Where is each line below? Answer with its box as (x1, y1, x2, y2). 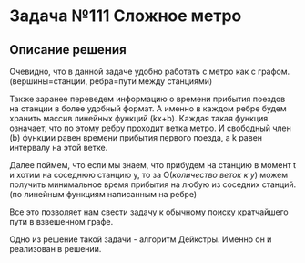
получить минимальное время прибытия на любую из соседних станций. (9, 179, 297, 190)
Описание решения (9, 42, 127, 58)
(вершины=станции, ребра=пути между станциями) (9, 76, 213, 87)
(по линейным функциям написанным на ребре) (9, 189, 198, 199)
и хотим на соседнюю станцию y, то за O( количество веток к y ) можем (9, 170, 289, 180)
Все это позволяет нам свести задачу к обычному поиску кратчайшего (9, 206, 289, 217)
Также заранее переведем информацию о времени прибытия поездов (9, 93, 286, 104)
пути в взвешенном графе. (9, 216, 114, 226)
